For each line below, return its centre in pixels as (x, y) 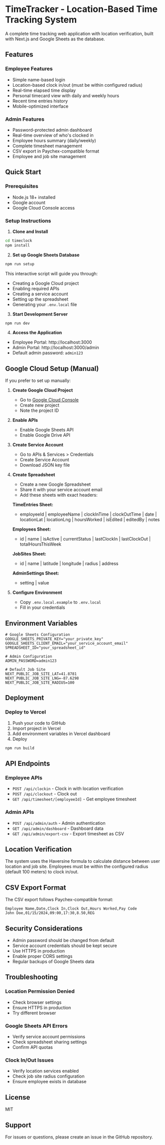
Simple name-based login (39, 80)
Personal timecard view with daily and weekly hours (66, 95)
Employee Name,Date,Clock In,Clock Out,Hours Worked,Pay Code (71, 909)
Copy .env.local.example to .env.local (60, 602)
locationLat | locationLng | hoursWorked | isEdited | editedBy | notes (90, 520)
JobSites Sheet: (29, 554)
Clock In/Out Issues (29, 1060)
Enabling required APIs (36, 288)
